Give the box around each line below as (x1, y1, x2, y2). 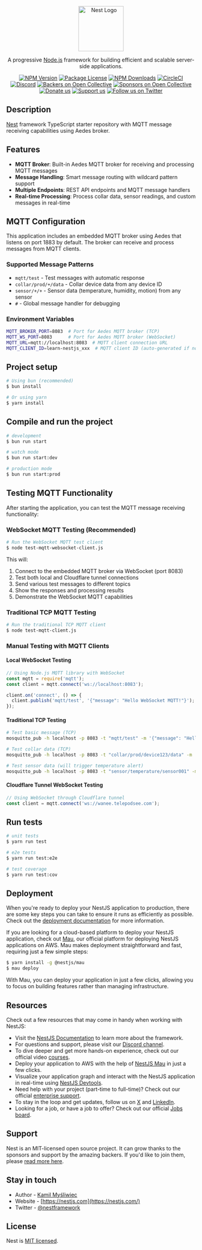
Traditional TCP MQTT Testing (6, 608, 96, 617)
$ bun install (6, 384, 42, 390)
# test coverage (6, 866, 47, 872)
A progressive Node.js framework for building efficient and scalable (7, 56, 176, 63)
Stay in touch (6, 1175, 57, 1185)
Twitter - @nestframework (14, 1204, 81, 1211)
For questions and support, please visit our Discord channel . (14, 1041, 165, 1048)
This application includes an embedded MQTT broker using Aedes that (6, 232, 182, 240)
